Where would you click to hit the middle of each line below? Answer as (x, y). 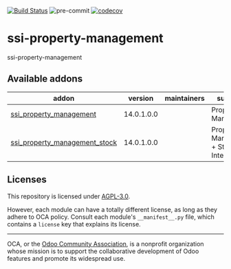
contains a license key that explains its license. (74, 224)
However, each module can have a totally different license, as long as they (112, 209)
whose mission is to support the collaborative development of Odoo (103, 251)
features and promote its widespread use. (66, 258)
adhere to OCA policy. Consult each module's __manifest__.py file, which (111, 217)
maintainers (185, 98)
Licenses (27, 179)
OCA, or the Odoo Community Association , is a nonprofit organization (106, 244)
